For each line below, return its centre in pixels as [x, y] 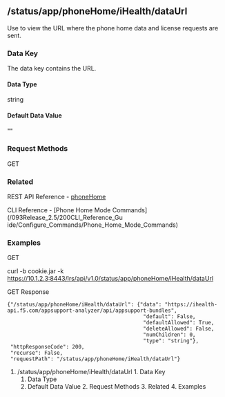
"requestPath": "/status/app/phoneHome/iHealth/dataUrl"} [95, 359]
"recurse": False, [37, 353]
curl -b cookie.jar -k [36, 271]
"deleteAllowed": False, [179, 329]
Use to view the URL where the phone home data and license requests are [113, 28]
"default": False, [169, 317]
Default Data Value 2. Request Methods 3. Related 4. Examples [117, 387]
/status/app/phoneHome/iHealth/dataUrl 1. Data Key [91, 372]
